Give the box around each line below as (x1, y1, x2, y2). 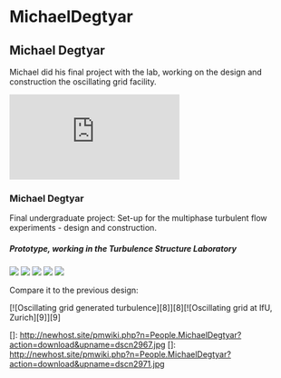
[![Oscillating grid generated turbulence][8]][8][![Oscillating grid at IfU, (9, 303, 273, 313)
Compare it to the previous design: (9, 284, 139, 296)
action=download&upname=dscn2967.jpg (9, 339, 166, 351)
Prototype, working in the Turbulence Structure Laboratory (9, 243, 237, 254)
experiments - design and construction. (9, 223, 157, 234)
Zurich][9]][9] (9, 312, 62, 323)
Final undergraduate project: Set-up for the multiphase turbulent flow (9, 213, 267, 224)
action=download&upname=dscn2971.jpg (9, 359, 165, 370)
